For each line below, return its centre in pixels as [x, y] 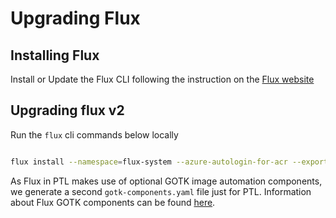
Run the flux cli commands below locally [94, 134]
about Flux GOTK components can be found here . [113, 202]
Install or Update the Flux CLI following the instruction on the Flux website [162, 79]
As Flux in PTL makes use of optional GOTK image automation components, [166, 181]
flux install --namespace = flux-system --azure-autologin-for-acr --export [169, 162]
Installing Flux [55, 55]
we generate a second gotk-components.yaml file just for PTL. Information [161, 191]
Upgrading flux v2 [67, 110]
